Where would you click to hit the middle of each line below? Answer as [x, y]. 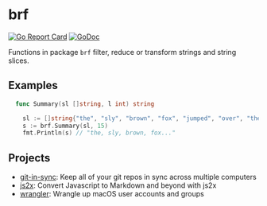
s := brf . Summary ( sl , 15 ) [66, 126]
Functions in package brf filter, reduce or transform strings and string [122, 52]
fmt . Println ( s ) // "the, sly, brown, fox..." [99, 133]
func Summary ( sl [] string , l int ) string [85, 104]
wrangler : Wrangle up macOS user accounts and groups [112, 194]
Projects [29, 158]
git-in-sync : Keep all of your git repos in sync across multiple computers [138, 177]
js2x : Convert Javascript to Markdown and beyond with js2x [118, 185]
